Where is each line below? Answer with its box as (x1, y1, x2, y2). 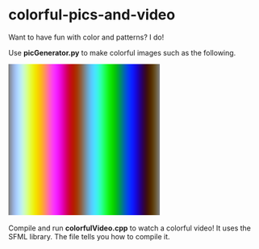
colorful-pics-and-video (8, 6, 176, 24)
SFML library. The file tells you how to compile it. (8, 231, 171, 241)
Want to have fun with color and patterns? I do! (8, 32, 165, 42)
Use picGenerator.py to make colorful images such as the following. (8, 48, 236, 57)
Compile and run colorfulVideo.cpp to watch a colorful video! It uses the (8, 223, 252, 233)
